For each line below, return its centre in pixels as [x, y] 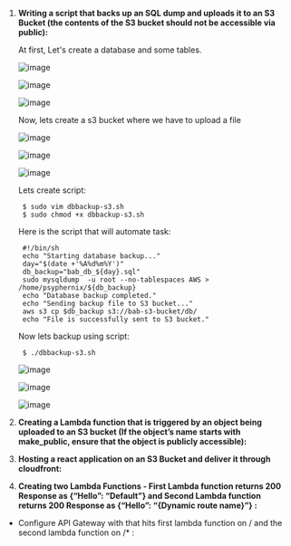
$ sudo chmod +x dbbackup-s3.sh [83, 215]
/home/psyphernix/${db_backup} [77, 288]
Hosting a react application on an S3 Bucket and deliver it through [144, 459]
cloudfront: [39, 469]
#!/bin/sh [41, 248]
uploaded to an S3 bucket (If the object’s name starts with [129, 432]
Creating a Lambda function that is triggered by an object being [140, 422]
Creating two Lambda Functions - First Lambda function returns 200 [150, 486]
